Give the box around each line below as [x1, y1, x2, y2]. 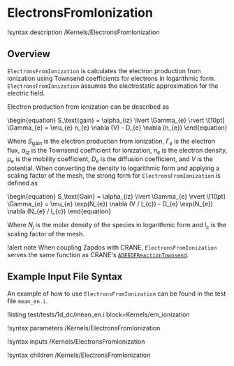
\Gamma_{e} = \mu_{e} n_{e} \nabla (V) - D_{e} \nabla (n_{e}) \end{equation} [7, 123, 228, 132]
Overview [7, 48, 51, 60]
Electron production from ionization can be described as [7, 102, 170, 111]
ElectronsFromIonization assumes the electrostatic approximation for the [7, 82, 219, 90]
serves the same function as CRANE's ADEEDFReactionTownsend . [7, 250, 189, 259]
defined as [7, 179, 38, 188]
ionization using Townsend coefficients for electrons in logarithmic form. [7, 74, 216, 82]
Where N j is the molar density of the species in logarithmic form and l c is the [7, 221, 227, 231]
